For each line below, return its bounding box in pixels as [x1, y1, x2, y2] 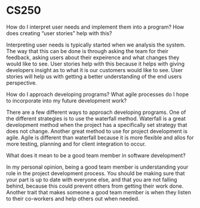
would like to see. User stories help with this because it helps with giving [6, 60, 185, 67]
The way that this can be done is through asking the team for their [6, 47, 169, 54]
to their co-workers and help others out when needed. [6, 195, 140, 202]
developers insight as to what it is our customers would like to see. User [6, 66, 183, 73]
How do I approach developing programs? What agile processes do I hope [6, 91, 189, 98]
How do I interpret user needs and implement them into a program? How [6, 23, 184, 30]
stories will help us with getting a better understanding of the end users [6, 73, 182, 80]
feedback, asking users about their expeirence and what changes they [6, 54, 180, 61]
